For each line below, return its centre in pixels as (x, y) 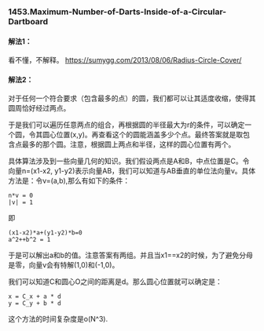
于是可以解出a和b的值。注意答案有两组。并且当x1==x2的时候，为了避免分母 (131, 255)
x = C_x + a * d (35, 296)
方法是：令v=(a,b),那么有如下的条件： (69, 181)
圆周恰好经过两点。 (39, 108)
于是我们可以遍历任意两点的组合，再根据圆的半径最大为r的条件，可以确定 (126, 125)
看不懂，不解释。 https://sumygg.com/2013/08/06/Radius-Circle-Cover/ (125, 60)
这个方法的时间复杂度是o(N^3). (58, 319)
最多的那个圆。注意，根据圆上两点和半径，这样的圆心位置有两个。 (128, 144)
